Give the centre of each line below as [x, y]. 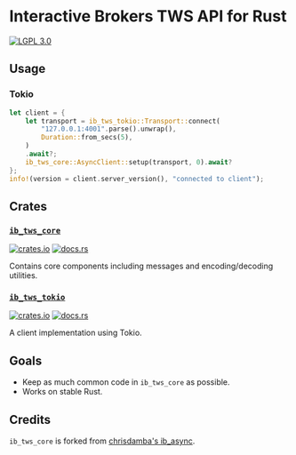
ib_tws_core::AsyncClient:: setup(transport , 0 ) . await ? [129, 162]
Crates [28, 206]
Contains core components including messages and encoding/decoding [141, 266]
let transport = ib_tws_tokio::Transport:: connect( [123, 121]
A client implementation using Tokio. [76, 333]
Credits [30, 419]
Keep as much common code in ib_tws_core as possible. [126, 382]
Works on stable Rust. [62, 392]
